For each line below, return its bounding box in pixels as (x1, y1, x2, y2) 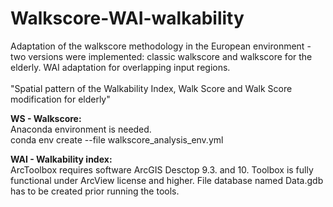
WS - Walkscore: (10, 112, 82, 124)
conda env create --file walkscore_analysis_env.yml (10, 133, 224, 146)
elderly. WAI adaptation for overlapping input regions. (10, 61, 231, 73)
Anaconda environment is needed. (10, 123, 152, 135)
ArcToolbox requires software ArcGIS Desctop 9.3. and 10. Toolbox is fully (10, 163, 314, 176)
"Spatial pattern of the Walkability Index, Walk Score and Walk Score (10, 82, 293, 94)
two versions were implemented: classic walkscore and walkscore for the (10, 50, 313, 62)
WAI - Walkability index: (10, 153, 113, 165)
